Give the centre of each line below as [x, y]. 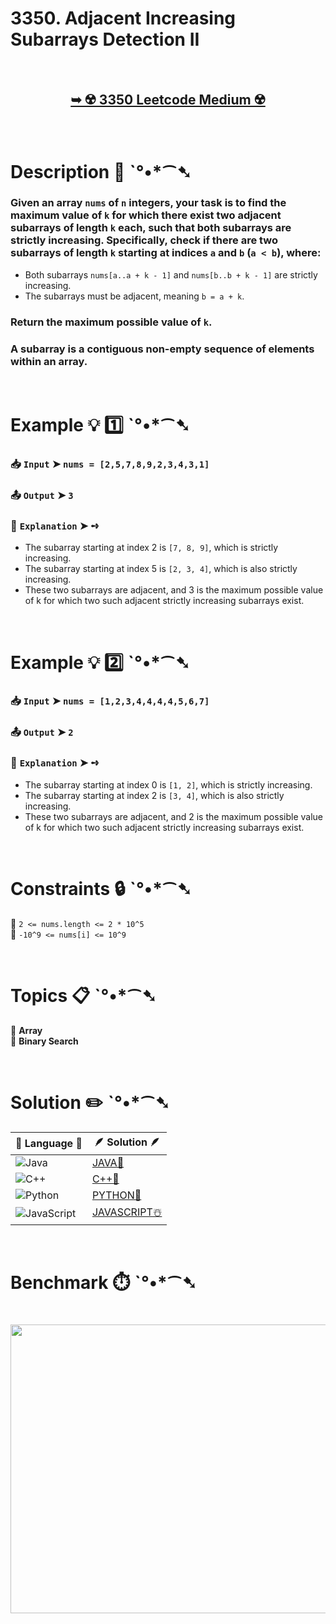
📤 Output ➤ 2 [42, 732]
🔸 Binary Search [44, 1041]
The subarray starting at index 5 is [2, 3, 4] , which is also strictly [161, 569]
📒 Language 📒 [49, 1143]
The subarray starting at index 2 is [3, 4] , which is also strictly [154, 795]
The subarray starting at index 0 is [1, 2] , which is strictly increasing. [168, 784]
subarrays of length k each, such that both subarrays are [151, 228]
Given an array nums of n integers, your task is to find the [148, 203]
